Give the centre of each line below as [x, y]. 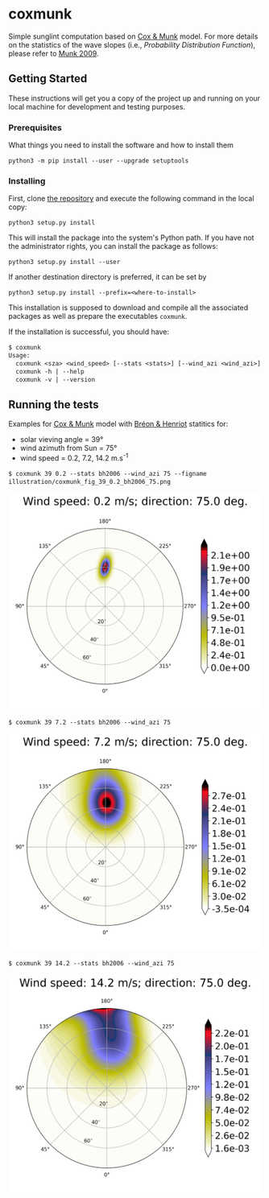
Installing [27, 180]
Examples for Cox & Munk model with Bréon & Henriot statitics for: [118, 424]
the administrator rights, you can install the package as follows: [113, 246]
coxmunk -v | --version [55, 380]
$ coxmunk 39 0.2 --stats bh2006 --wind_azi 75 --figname [108, 473]
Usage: [19, 356]
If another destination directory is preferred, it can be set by [108, 277]
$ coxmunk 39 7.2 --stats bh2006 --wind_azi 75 [90, 723]
